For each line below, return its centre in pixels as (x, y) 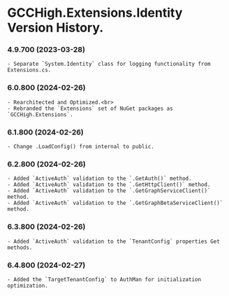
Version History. (56, 28)
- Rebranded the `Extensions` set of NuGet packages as (90, 108)
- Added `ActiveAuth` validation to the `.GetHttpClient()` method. (109, 185)
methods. (20, 247)
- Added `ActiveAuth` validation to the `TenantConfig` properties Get (113, 241)
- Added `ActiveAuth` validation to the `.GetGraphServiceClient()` (109, 191)
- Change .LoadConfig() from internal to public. (81, 147)
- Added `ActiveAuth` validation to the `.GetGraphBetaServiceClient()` (115, 203)
